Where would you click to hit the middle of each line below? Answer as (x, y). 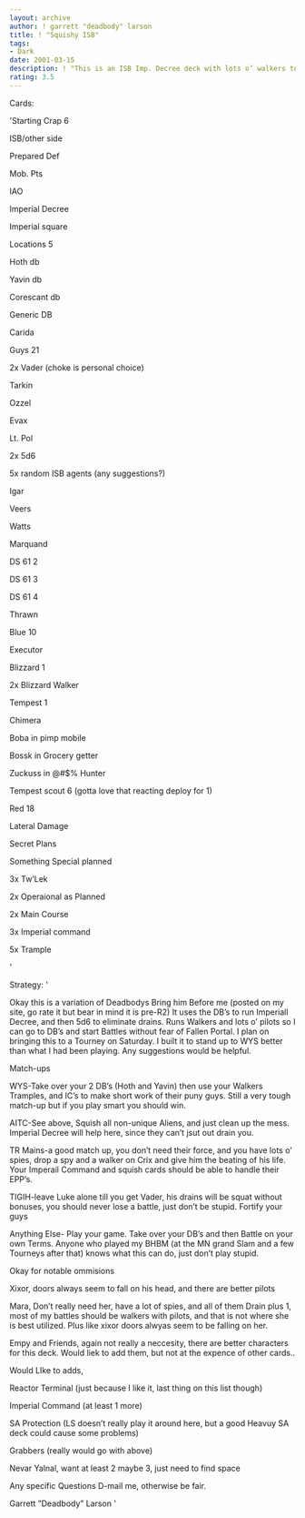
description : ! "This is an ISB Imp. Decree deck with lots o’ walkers (148, 69)
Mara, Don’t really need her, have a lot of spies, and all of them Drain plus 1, (151, 1306)
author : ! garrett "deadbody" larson (81, 26)
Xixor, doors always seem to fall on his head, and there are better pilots (142, 1288)
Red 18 (22, 808)
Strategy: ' (29, 985)
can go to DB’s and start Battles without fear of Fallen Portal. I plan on (139, 1031)
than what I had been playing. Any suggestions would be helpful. (130, 1050)
